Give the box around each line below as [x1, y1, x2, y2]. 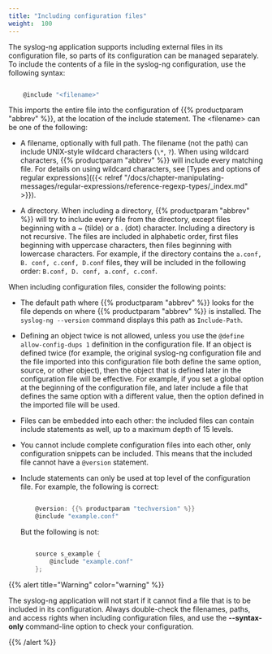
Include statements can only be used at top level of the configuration [19, 473, 251, 483]
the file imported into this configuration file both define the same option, [19, 357, 261, 367]
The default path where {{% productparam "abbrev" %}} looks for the [19, 298, 254, 307]
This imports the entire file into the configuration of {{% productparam [8, 105, 244, 115]
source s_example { [35, 550, 101, 558]
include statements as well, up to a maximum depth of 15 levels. [19, 425, 234, 434]
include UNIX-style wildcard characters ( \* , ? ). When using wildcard [19, 147, 249, 157]
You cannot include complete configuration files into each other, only [19, 440, 252, 450]
